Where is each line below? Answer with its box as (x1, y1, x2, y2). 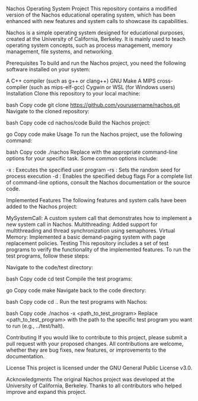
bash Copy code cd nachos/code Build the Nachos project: (6, 119, 151, 126)
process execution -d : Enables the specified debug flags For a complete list (6, 173, 193, 180)
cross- (157, 77, 174, 84)
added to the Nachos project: (6, 203, 78, 210)
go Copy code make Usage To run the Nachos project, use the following (6, 131, 183, 138)
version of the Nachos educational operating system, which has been (6, 11, 176, 18)
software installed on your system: (6, 66, 91, 73)
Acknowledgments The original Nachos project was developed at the (6, 376, 175, 383)
